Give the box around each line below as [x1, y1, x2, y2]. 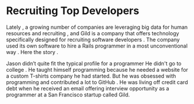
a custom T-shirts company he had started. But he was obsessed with [6, 72, 176, 79]
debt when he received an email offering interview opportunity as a [6, 85, 169, 92]
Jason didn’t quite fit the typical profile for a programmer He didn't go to [6, 60, 182, 67]
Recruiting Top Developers [6, 4, 140, 18]
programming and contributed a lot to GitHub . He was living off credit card [6, 78, 188, 86]
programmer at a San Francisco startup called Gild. [6, 91, 130, 98]
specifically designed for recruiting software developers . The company [6, 36, 180, 43]
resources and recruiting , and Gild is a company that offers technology [6, 29, 179, 36]
